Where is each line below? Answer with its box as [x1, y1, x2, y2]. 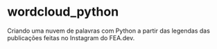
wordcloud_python [7, 4, 119, 20]
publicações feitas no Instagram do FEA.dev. [7, 33, 135, 42]
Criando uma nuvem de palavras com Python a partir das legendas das [7, 27, 210, 35]
